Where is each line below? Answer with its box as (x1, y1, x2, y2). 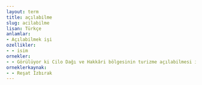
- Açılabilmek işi (6, 37, 52, 42)
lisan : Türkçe (6, 25, 42, 32)
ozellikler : (6, 42, 36, 48)
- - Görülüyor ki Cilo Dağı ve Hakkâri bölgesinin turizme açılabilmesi (6, 59, 192, 65)
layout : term (6, 8, 39, 15)
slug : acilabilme (6, 20, 50, 26)
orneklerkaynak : (6, 64, 47, 71)
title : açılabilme (6, 14, 52, 20)
